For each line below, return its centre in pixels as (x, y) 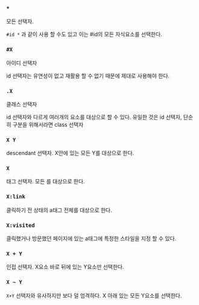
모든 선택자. (20, 21)
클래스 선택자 (22, 104)
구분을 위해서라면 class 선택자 (48, 124)
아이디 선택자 (22, 63)
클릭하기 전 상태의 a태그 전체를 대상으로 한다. (59, 210)
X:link (16, 197)
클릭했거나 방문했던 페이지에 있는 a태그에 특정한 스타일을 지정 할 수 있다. (91, 238)
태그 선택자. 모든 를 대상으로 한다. (46, 182)
